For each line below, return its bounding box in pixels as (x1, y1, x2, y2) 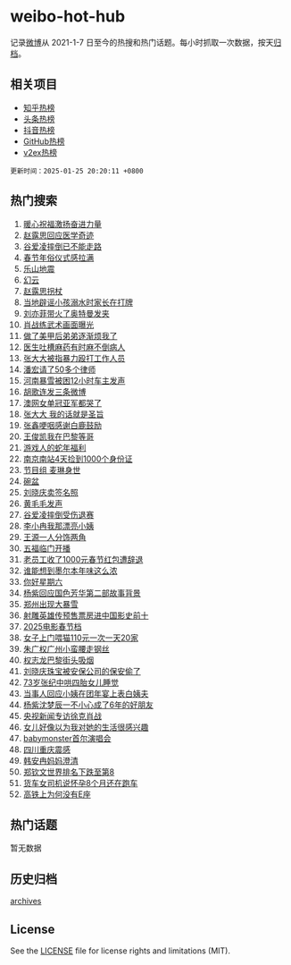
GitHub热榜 (22, 136, 65, 147)
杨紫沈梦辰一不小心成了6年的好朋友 (22, 699, 154, 710)
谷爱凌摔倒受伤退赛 (22, 509, 95, 520)
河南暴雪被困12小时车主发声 (22, 375, 126, 385)
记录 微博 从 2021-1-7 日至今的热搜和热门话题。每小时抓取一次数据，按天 (10, 37, 274, 47)
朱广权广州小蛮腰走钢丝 (22, 643, 110, 654)
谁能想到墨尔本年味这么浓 (22, 565, 118, 576)
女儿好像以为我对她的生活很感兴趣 (22, 722, 149, 732)
